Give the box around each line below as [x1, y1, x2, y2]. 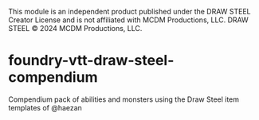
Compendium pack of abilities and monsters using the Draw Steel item [8, 95, 240, 104]
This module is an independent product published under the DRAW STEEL [8, 7, 251, 16]
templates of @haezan [8, 103, 82, 112]
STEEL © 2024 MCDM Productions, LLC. [8, 24, 143, 33]
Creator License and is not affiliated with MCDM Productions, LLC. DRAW [8, 15, 249, 25]
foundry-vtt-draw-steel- [8, 52, 175, 70]
